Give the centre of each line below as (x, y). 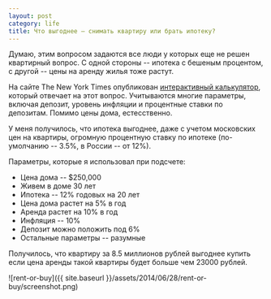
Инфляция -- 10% (50, 221)
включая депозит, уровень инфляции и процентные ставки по (116, 104)
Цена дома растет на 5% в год (73, 203)
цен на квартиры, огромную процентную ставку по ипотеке (112, 137)
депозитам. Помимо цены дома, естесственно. (90, 113)
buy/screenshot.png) (43, 287)
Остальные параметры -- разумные (83, 238)
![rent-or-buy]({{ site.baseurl (56, 278)
